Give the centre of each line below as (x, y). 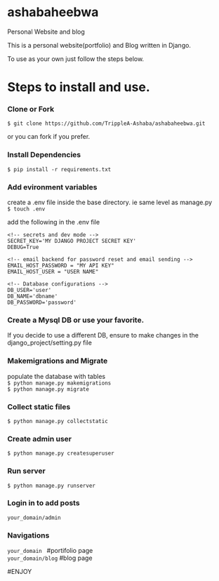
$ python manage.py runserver (52, 486)
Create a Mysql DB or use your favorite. (76, 320)
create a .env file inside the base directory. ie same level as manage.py (110, 202)
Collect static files (39, 406)
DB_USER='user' (29, 290)
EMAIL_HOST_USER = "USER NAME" (53, 272)
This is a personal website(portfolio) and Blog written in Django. (99, 45)
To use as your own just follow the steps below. (76, 59)
